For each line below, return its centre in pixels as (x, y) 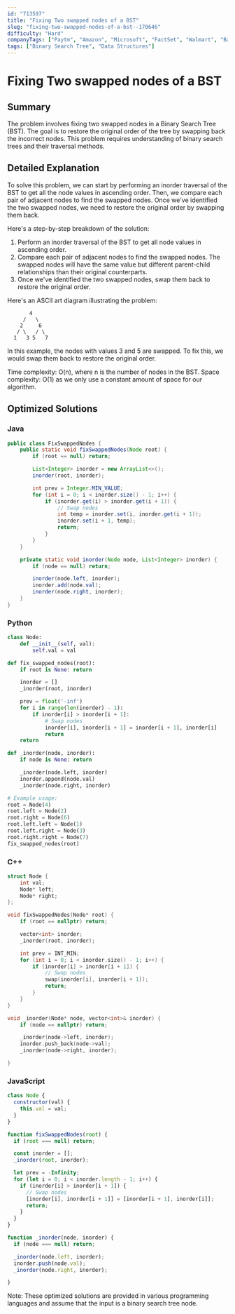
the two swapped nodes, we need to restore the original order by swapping (116, 207)
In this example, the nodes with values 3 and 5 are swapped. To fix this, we (115, 351)
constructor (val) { (42, 1102)
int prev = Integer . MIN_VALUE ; (78, 488)
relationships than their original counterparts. (82, 271)
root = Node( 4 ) (29, 805)
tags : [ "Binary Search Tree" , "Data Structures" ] (81, 46)
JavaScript (26, 1081)
